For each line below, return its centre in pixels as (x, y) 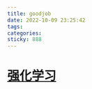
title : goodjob (29, 14)
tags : (15, 26)
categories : (24, 33)
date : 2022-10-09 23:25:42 (46, 20)
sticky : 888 (24, 40)
